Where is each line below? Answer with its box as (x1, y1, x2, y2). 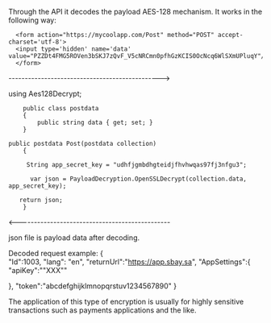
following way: (8, 15, 56, 25)
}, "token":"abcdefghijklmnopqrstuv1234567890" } (8, 281, 177, 291)
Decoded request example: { (8, 249, 103, 258)
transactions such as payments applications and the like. (8, 305, 197, 315)
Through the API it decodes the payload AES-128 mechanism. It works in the (8, 7, 263, 16)
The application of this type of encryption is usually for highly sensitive (8, 297, 244, 306)
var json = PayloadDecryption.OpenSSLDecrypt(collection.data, (29, 175, 248, 183)
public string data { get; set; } (37, 118, 153, 126)
